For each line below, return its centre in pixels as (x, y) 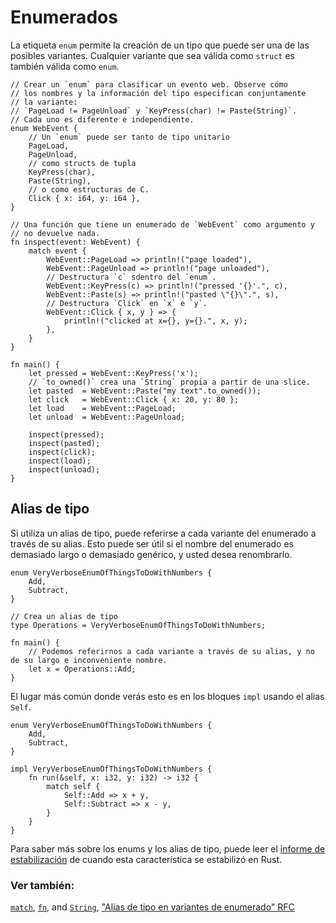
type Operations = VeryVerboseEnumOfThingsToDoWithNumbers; (138, 625)
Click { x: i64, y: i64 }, (84, 198)
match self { (73, 786)
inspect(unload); (64, 469)
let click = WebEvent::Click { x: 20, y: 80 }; (134, 399)
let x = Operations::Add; (82, 669)
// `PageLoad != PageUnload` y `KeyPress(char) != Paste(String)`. (154, 111)
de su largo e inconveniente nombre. (89, 660)
